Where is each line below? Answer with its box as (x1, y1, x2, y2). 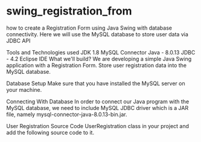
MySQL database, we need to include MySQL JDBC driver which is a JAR (6, 104, 189, 111)
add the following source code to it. (6, 129, 95, 136)
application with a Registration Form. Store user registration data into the (6, 62, 187, 69)
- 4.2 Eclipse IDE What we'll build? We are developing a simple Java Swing (6, 55, 192, 62)
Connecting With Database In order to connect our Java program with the (6, 98, 190, 105)
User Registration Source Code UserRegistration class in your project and (6, 122, 189, 129)
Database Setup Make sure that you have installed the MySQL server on (6, 80, 185, 87)
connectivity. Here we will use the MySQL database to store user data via (6, 30, 189, 37)
